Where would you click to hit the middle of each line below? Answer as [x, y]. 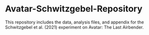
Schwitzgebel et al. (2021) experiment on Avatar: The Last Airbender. [74, 27]
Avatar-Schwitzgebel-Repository [74, 9]
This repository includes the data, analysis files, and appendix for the [74, 22]
